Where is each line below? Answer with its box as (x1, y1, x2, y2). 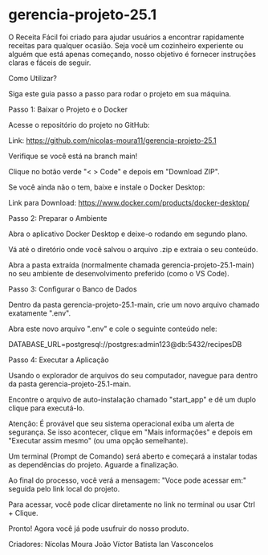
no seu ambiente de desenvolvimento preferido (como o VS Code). (8, 268, 230, 278)
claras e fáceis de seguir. (8, 58, 91, 67)
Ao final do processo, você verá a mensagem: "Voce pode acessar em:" (8, 475, 247, 485)
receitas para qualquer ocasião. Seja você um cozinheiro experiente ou (8, 40, 244, 50)
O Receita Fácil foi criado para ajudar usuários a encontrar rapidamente (8, 32, 245, 42)
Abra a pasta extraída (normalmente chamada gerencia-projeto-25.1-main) (8, 259, 254, 270)
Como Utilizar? (8, 73, 58, 83)
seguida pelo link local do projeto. (8, 484, 120, 493)
